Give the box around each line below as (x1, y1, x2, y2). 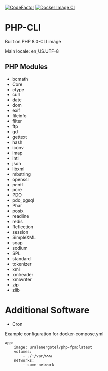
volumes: (14, 349, 32, 354)
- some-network (23, 362, 55, 367)
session (12, 229, 29, 235)
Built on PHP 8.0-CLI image (5, 38, 61, 44)
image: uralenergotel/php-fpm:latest (14, 345, 93, 350)
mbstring (12, 171, 31, 177)
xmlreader (12, 271, 34, 277)
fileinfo (12, 112, 27, 119)
